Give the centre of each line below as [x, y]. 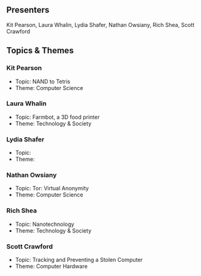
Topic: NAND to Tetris [43, 81]
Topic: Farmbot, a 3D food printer [57, 117]
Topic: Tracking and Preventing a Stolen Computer [79, 259]
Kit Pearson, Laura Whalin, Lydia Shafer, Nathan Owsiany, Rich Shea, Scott [100, 24]
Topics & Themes [40, 50]
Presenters [28, 10]
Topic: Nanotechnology [45, 224]
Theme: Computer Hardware [51, 266]
